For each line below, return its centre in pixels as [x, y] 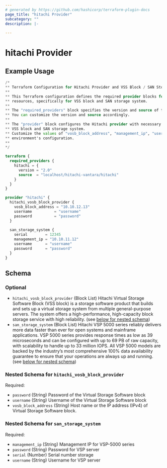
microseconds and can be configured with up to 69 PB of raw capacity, [85, 341]
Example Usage [30, 71]
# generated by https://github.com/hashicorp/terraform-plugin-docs [78, 10]
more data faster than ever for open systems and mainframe [74, 330]
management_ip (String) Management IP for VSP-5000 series [73, 444]
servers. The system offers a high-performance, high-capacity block [83, 314]
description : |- [22, 24]
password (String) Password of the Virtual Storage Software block [79, 395]
